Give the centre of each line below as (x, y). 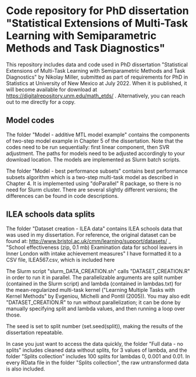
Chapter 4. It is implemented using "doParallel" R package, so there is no (94, 183)
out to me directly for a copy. (41, 102)
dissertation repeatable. (35, 332)
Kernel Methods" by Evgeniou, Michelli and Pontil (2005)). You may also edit (98, 296)
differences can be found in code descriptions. (62, 196)
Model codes (30, 121)
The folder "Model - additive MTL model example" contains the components (98, 134)
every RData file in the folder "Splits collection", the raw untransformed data (97, 362)
